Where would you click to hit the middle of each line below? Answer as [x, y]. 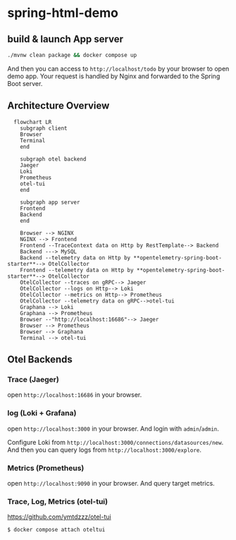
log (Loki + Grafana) [42, 413]
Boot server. [25, 83]
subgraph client [44, 128]
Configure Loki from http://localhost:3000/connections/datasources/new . [116, 442]
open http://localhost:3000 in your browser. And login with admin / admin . [113, 429]
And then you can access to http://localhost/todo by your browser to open [118, 68]
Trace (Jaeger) [33, 380]
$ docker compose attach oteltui [56, 530]
